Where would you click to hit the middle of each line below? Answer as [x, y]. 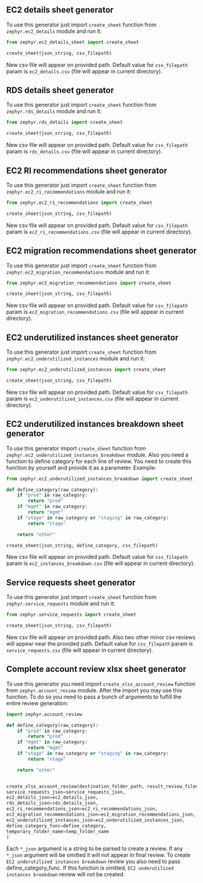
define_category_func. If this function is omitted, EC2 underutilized [90, 868]
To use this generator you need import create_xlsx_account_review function [101, 684]
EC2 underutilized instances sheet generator [92, 337]
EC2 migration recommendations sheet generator [101, 251]
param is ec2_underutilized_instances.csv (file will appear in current [92, 398]
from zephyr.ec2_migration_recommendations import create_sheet [89, 283]
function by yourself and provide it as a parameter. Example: [81, 467]
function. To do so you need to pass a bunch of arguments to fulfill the [94, 697]
